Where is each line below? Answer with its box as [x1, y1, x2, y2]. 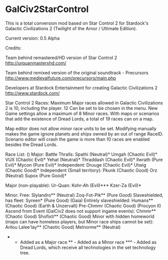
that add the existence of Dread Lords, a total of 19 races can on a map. [5, 115, 154, 121]
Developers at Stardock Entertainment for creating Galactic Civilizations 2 [5, 84, 158, 91]
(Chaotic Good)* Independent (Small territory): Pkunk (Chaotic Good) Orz [5, 167, 157, 173]
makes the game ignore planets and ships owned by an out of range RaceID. [5, 131, 163, 137]
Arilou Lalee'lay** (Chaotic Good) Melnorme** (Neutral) [5, 224, 121, 230]
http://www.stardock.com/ [5, 90, 60, 96]
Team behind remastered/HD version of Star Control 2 [5, 54, 117, 61]
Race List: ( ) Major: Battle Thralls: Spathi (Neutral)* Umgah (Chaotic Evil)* [5, 151, 157, 157]
